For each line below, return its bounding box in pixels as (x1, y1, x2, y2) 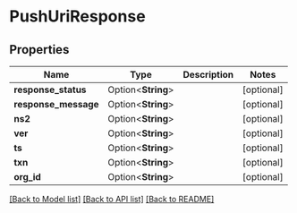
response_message (13, 98, 100, 110)
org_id (13, 171, 42, 183)
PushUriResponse (9, 6, 146, 27)
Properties (9, 42, 70, 57)
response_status (13, 83, 87, 96)
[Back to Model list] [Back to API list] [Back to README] (9, 194, 215, 204)
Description (182, 69, 234, 81)
